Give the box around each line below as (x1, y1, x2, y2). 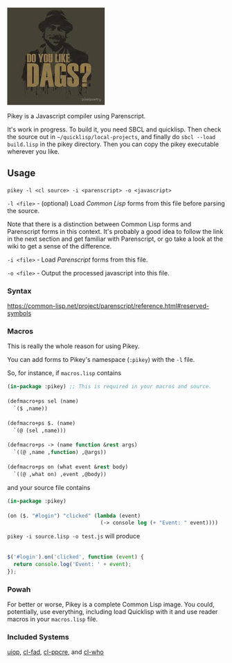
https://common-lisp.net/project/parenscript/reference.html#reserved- (7, 302, 210, 310)
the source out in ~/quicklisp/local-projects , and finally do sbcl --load (7, 133, 216, 140)
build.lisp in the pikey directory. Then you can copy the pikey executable (7, 140, 220, 148)
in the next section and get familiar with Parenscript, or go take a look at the (7, 235, 224, 243)
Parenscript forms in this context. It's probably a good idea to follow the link (7, 227, 224, 235)
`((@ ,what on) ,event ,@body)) (13, 471, 107, 478)
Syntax (7, 286, 32, 296)
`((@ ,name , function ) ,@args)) (13, 449, 107, 456)
